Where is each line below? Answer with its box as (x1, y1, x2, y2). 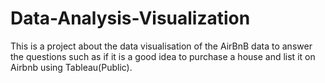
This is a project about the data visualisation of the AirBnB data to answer (10, 40, 313, 52)
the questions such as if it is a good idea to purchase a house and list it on (10, 50, 316, 62)
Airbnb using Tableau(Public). (10, 61, 133, 73)
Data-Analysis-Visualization (10, 7, 251, 30)
